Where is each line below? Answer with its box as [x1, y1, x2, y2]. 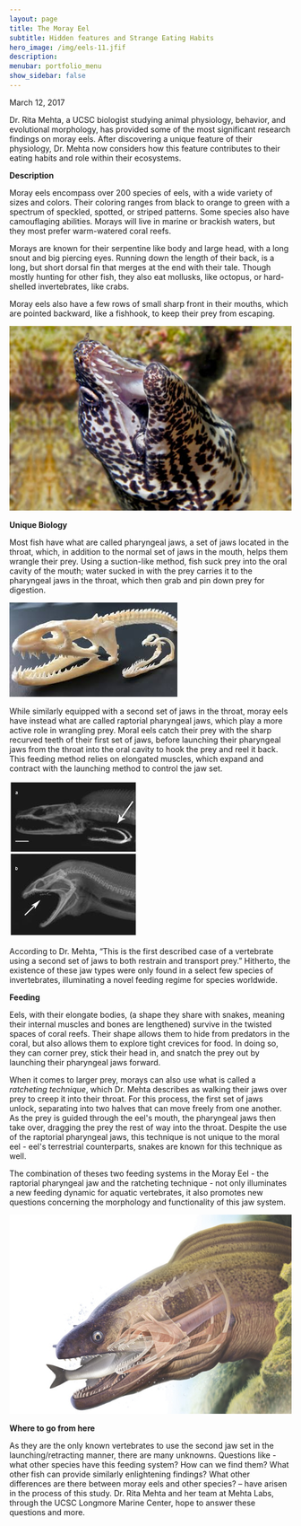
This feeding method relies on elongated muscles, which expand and [9, 754, 264, 765]
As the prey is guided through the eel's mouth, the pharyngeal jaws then [9, 1113, 276, 1124]
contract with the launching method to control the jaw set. [9, 763, 223, 774]
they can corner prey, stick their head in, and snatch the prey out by [9, 1048, 260, 1058]
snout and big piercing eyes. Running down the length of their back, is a [9, 252, 275, 263]
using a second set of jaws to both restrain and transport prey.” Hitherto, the [9, 956, 291, 967]
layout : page [9, 14, 58, 23]
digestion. [9, 584, 47, 596]
